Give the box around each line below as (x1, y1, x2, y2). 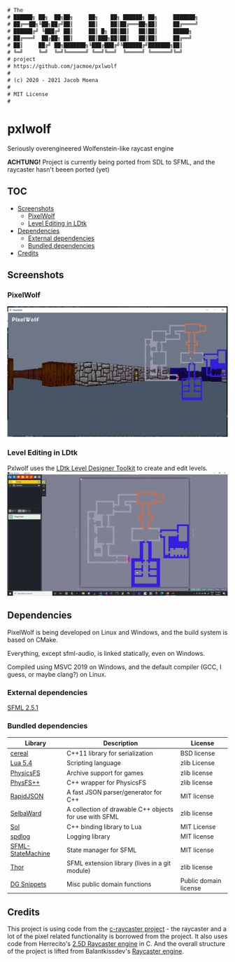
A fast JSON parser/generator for (66, 788, 162, 797)
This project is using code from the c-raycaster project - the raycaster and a (7, 924, 227, 933)
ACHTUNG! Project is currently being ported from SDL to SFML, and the (7, 158, 215, 166)
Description (103, 738, 138, 747)
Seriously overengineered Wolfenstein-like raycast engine (7, 144, 174, 153)
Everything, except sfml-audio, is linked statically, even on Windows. (7, 649, 205, 657)
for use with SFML (66, 813, 119, 821)
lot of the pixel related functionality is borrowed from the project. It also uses (7, 932, 228, 940)
